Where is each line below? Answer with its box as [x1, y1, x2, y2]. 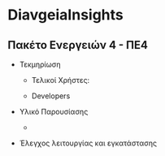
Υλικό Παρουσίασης [19, 107, 89, 116]
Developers [31, 91, 71, 101]
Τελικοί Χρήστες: [31, 76, 90, 84]
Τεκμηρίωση [19, 59, 62, 69]
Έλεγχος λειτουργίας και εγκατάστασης [19, 138, 158, 148]
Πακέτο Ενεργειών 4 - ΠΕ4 [7, 38, 148, 52]
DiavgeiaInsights [7, 6, 124, 24]
